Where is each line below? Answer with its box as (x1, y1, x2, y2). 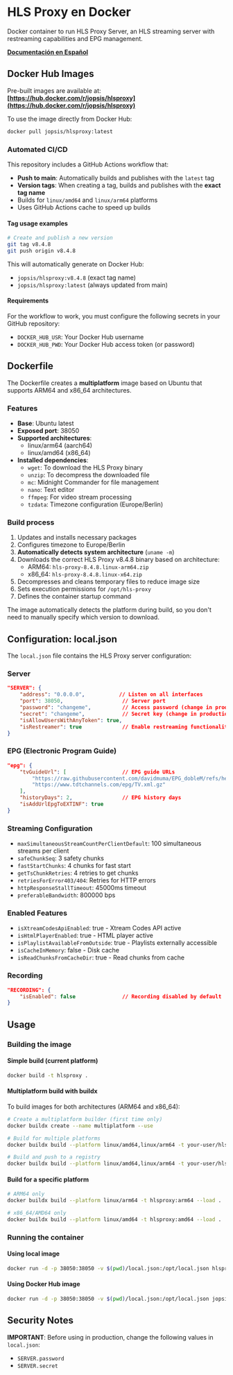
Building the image (7, 1039, 71, 1049)
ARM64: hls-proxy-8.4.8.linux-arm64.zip (27, 563, 149, 571)
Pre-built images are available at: (7, 86, 102, 94)
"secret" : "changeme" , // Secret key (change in (19, 710, 197, 717)
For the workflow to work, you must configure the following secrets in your (7, 311, 221, 320)
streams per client (17, 847, 69, 855)
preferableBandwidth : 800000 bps (17, 891, 116, 899)
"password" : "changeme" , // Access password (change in (19, 704, 213, 711)
